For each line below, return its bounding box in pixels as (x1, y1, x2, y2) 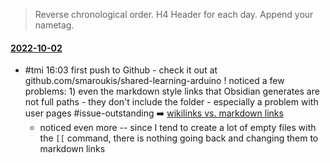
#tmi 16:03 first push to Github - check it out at (24, 64, 218, 76)
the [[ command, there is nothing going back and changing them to (39, 132, 319, 144)
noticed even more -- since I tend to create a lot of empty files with (39, 122, 317, 134)
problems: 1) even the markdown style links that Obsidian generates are (24, 85, 320, 98)
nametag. (34, 19, 75, 31)
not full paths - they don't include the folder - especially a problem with (24, 96, 319, 108)
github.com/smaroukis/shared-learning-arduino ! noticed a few (24, 75, 285, 87)
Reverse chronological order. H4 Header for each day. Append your (34, 9, 314, 20)
